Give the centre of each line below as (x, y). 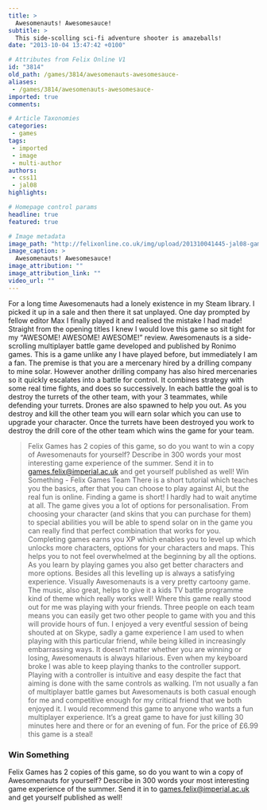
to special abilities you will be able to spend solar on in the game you (140, 522)
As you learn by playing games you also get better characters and (135, 564)
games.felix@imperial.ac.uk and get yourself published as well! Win (138, 471)
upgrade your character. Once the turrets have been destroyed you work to (131, 422)
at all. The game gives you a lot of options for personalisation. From (138, 505)
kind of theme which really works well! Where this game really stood (139, 598)
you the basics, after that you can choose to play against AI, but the (138, 488)
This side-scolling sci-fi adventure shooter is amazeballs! (119, 38)
